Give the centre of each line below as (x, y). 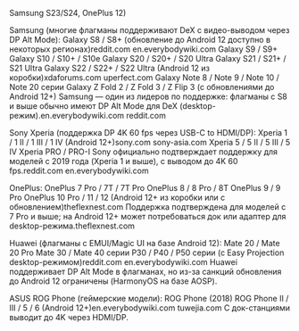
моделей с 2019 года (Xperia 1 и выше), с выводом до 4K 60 (124, 161)
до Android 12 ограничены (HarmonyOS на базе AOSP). (113, 281)
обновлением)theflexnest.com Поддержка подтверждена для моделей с (148, 207)
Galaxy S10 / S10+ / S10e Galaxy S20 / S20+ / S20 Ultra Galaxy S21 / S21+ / (148, 58)
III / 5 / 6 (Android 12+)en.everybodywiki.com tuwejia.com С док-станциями (150, 308)
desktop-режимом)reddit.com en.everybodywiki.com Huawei (124, 262)
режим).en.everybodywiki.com (67, 116)
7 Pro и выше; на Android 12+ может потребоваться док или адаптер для (148, 216)
